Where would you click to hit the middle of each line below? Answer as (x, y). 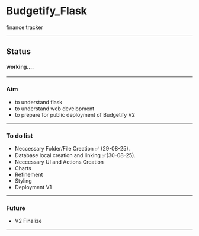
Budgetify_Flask (47, 11)
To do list (20, 136)
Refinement (29, 175)
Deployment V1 (33, 187)
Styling (23, 181)
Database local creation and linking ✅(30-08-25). (75, 155)
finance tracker (25, 27)
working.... (20, 66)
